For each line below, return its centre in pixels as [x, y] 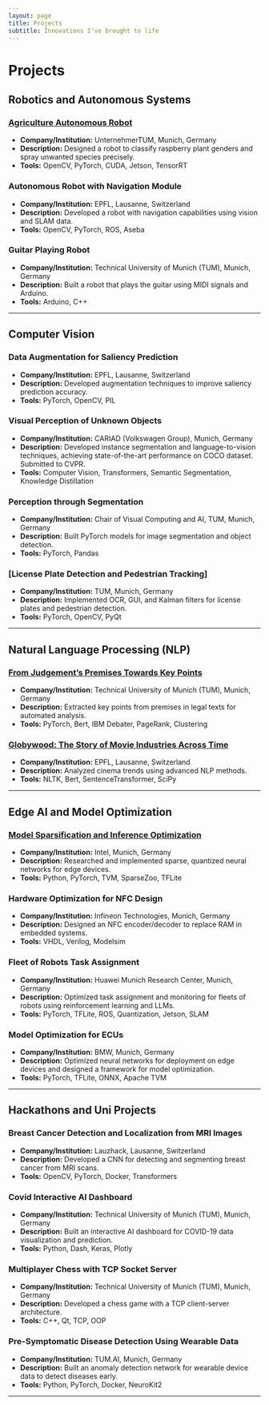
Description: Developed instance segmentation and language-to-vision [138, 446]
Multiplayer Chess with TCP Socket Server [93, 1269]
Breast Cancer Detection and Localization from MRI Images [125, 1133]
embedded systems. [54, 933]
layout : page [30, 16]
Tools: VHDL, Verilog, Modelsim [72, 942]
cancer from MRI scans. [59, 1168]
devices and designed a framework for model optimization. [117, 1069]
